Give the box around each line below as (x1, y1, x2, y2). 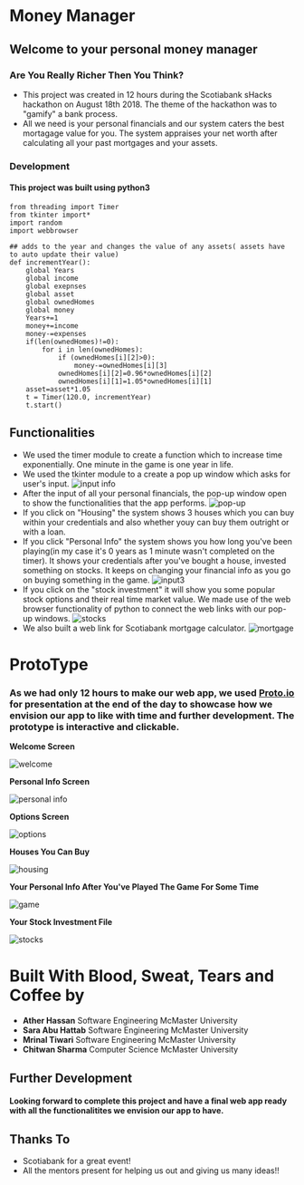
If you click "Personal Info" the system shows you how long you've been (22, 535, 292, 546)
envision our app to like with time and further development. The (9, 708, 295, 721)
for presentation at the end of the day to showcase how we (9, 698, 273, 710)
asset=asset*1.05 (25, 385, 91, 394)
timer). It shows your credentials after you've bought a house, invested (22, 554, 287, 566)
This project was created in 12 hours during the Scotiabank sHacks (22, 89, 272, 100)
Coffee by (9, 985, 85, 1006)
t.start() (25, 400, 63, 409)
